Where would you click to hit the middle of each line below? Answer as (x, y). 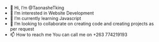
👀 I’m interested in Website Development (52, 13)
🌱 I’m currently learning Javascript (45, 18)
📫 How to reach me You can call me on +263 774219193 (69, 34)
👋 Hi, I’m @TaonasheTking (37, 8)
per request (22, 29)
